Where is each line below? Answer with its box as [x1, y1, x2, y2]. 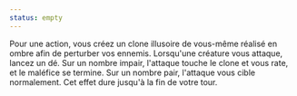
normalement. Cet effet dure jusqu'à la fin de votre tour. [9, 76, 218, 87]
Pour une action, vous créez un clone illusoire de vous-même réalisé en [9, 38, 278, 49]
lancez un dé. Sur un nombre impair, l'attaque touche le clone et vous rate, [9, 57, 289, 68]
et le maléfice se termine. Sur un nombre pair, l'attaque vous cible [9, 67, 256, 78]
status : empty [9, 13, 64, 23]
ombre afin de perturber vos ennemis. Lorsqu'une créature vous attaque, [9, 47, 283, 59]
